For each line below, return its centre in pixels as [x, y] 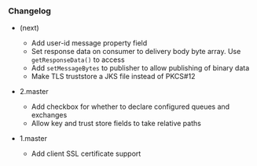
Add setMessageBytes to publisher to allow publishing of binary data [140, 68]
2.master [34, 92]
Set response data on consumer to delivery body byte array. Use [136, 52]
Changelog [29, 11]
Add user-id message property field [89, 43]
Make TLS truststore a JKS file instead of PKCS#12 [113, 77]
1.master [33, 139]
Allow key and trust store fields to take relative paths [116, 124]
